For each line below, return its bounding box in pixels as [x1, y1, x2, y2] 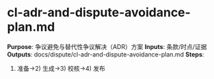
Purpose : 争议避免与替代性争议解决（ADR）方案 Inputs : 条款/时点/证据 [7, 42, 207, 50]
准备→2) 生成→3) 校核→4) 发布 [16, 64, 106, 72]
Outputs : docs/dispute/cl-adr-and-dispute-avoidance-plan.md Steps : [7, 50, 204, 59]
